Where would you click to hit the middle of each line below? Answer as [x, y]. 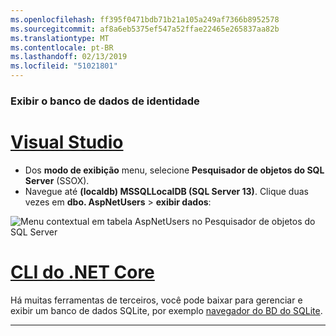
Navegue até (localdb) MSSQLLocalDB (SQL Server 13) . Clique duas [166, 191]
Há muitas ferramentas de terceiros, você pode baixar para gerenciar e [156, 300]
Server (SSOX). [57, 180]
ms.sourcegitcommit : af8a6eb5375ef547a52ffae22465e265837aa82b [145, 29]
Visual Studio [67, 142]
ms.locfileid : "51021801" [64, 66]
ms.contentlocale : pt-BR [62, 47]
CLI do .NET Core [82, 272]
